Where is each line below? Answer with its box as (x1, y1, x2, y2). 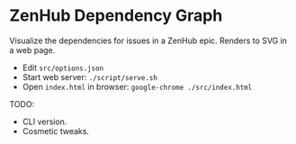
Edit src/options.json (22, 62, 104, 73)
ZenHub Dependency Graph (9, 5, 223, 26)
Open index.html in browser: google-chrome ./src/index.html (22, 81, 253, 92)
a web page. (9, 44, 56, 55)
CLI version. (22, 116, 67, 127)
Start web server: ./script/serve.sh (22, 71, 157, 82)
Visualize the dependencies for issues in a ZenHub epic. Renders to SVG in (9, 35, 288, 46)
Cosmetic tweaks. (22, 125, 90, 136)
